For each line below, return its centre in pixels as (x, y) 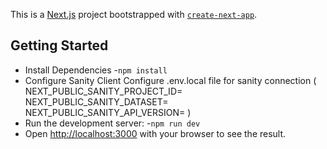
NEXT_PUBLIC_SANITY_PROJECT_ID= (103, 91)
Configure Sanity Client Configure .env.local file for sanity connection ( (170, 80)
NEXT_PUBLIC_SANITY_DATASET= (96, 101)
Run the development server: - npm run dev (112, 123)
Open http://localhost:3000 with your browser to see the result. (155, 133)
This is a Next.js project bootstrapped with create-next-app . (134, 14)
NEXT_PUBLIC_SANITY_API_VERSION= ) (108, 112)
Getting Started (59, 45)
